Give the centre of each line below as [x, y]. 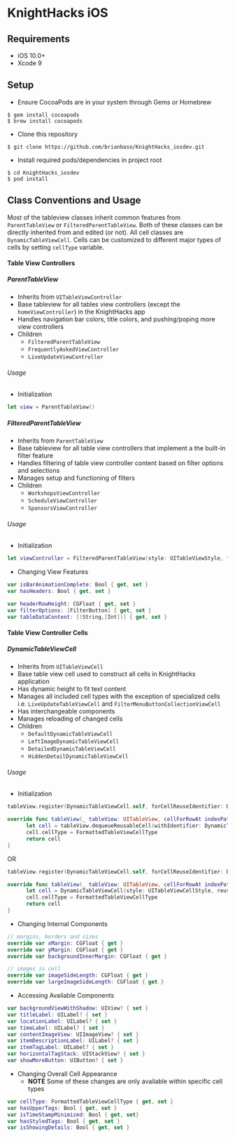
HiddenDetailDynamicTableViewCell [78, 757]
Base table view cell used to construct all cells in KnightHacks [106, 674]
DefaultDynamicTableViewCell [70, 735]
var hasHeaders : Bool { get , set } [59, 591]
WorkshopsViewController [64, 494]
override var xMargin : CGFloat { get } [65, 943]
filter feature [35, 456]
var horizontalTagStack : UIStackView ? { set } [76, 1054]
